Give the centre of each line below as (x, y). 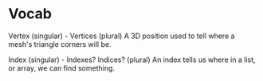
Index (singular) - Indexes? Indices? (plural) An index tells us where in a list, (132, 60)
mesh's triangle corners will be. (60, 44)
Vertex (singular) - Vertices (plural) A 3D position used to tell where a (122, 36)
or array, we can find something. (62, 67)
